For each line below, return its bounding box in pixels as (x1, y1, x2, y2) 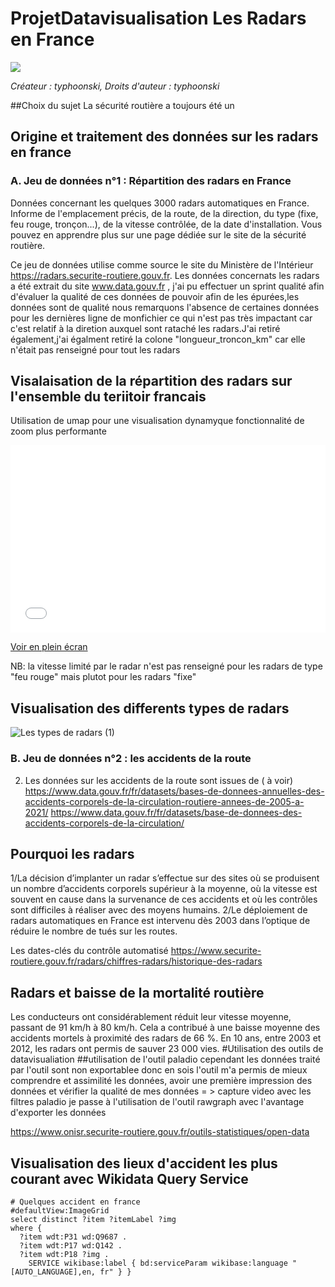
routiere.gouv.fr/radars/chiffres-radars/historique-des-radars (10, 955, 263, 967)
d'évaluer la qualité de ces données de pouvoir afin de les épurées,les (10, 290, 300, 302)
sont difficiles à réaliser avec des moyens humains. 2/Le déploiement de (10, 904, 308, 916)
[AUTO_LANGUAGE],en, (10, 1267, 97, 1277)
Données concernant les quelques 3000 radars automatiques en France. (10, 197, 310, 209)
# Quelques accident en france (10, 1197, 141, 1207)
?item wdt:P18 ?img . (19, 1249, 110, 1259)
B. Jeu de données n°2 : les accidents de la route (10, 752, 252, 766)
